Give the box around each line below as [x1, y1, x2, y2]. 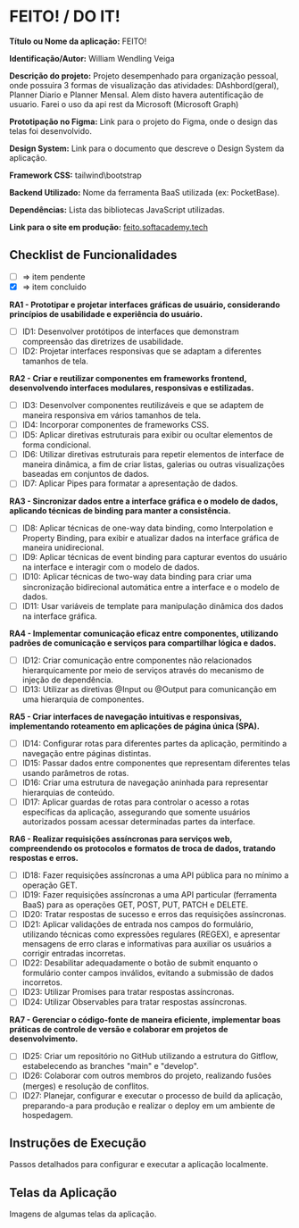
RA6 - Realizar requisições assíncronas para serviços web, [9, 833, 233, 844]
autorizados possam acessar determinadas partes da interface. [21, 815, 256, 827]
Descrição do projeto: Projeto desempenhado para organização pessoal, [9, 70, 279, 81]
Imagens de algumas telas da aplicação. [9, 1208, 157, 1220]
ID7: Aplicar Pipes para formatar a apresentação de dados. [21, 478, 238, 489]
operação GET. [21, 880, 78, 890]
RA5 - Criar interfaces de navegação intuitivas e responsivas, [9, 711, 243, 722]
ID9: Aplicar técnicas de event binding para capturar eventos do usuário [21, 552, 287, 563]
